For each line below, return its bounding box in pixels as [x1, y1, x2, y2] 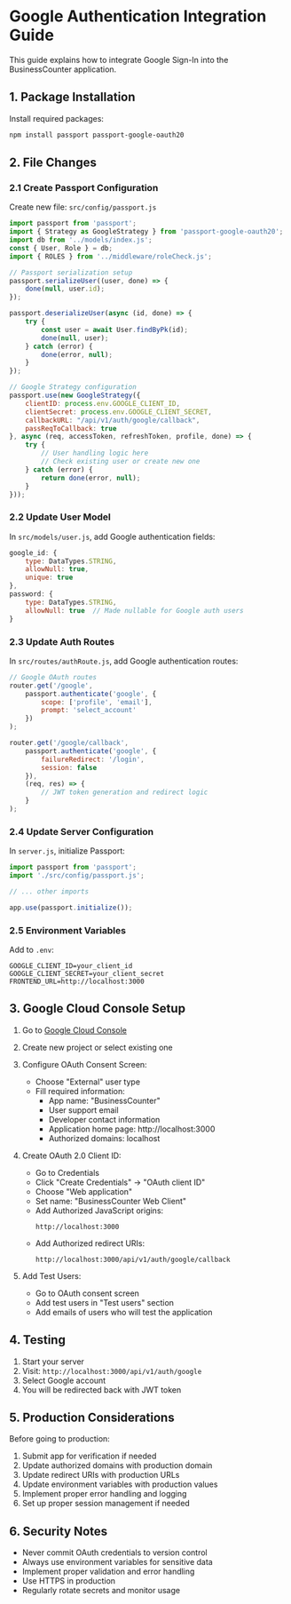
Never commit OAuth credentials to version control [21, 1547, 208, 1558]
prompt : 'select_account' [41, 706, 138, 715]
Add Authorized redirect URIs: [35, 1237, 145, 1249]
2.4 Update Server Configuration [9, 825, 153, 838]
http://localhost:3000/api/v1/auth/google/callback [35, 1255, 231, 1264]
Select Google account [21, 1375, 106, 1386]
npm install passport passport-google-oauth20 [9, 131, 185, 139]
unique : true [25, 573, 74, 583]
